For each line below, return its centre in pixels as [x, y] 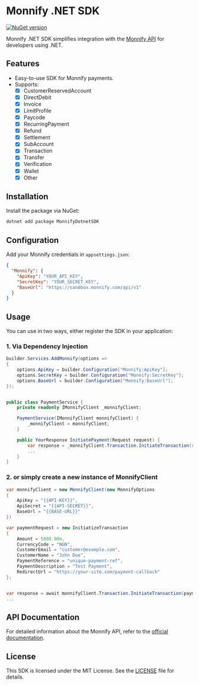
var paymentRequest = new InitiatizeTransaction [67, 528]
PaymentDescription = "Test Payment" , [65, 566]
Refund [32, 131]
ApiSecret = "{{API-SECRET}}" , [55, 506]
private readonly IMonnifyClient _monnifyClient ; [79, 408]
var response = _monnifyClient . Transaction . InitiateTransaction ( [110, 446]
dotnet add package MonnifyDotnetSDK [53, 222]
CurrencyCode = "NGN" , [45, 544]
